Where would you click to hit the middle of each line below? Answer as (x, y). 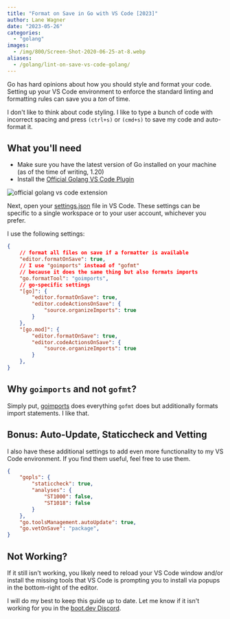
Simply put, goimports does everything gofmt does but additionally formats (113, 405)
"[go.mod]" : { (39, 329)
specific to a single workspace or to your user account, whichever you (107, 213)
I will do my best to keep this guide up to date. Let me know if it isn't (103, 601)
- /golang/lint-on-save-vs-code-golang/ (72, 65)
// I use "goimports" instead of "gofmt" (79, 266)
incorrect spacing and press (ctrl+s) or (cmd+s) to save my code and (106, 119)
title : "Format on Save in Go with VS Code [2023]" (82, 13)
